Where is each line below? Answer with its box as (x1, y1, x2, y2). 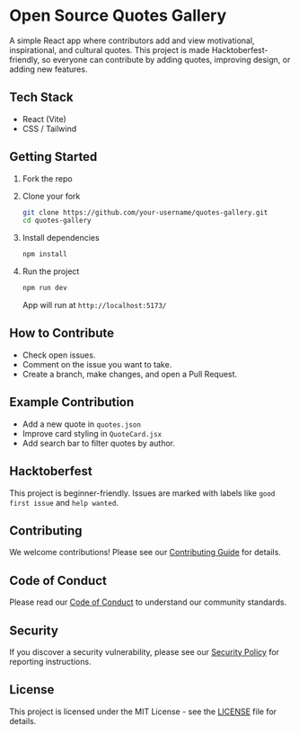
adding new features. (9, 64, 88, 75)
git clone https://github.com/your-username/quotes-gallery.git (22, 208, 268, 217)
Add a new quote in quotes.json (22, 419, 142, 429)
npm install (22, 250, 67, 259)
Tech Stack (9, 90, 74, 105)
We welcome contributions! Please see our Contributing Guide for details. (9, 547, 281, 558)
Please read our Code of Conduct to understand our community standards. (9, 597, 287, 607)
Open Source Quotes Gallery (9, 5, 227, 26)
